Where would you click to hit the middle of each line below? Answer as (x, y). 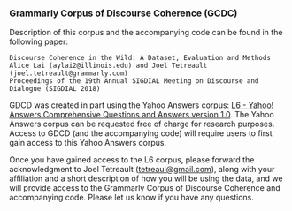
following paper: (39, 41)
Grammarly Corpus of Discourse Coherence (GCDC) (123, 13)
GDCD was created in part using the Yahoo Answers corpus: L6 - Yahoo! (142, 105)
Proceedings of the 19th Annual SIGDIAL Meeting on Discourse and (134, 81)
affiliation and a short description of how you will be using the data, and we (146, 178)
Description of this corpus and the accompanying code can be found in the (146, 33)
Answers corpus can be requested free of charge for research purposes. (142, 124)
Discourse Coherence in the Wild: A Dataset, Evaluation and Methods (140, 58)
